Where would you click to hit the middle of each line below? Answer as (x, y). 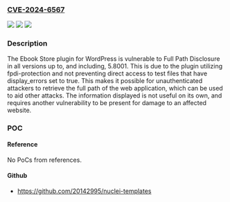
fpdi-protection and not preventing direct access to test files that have (107, 73)
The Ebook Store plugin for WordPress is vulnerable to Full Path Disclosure (114, 58)
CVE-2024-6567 (36, 10)
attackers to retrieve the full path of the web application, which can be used (115, 88)
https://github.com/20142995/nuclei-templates (84, 191)
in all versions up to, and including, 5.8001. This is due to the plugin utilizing (115, 66)
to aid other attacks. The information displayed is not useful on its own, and (115, 95)
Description (27, 44)
